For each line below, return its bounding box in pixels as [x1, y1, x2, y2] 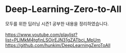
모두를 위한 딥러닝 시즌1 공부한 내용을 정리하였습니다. [5, 20, 109, 26]
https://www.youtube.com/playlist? [5, 31, 78, 37]
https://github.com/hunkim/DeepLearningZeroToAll [5, 42, 110, 48]
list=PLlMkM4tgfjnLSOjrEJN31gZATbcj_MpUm [5, 36, 101, 43]
